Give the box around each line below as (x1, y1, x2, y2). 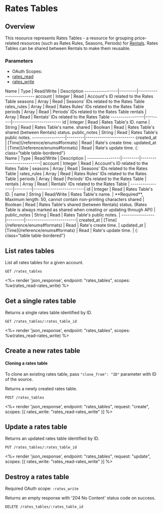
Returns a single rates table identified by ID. (5, 309, 92, 315)
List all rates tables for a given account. (5, 260, 84, 265)
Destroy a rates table (5, 473, 69, 481)
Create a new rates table (5, 347, 81, 355)
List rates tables (5, 247, 55, 255)
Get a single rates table (5, 297, 76, 305)
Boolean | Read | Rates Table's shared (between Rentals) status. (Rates (5, 202, 147, 208)
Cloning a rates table (5, 360, 48, 366)
